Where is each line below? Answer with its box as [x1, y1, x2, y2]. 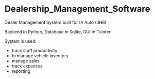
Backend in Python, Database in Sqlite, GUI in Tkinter [4, 29, 111, 34]
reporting [11, 68, 31, 74]
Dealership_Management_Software [4, 3, 151, 15]
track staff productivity [11, 47, 58, 53]
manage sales [11, 58, 40, 63]
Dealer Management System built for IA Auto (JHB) [4, 19, 107, 25]
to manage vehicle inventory [11, 52, 69, 59]
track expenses [11, 63, 43, 69]
